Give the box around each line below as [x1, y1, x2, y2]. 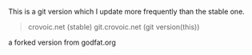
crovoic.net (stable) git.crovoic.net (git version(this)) [27, 22, 200, 31]
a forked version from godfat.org [8, 37, 116, 47]
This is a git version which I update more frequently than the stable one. [8, 7, 246, 16]
